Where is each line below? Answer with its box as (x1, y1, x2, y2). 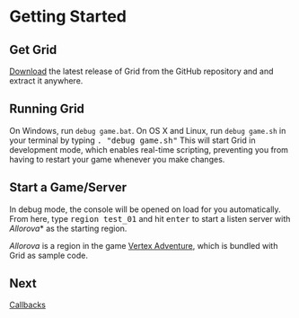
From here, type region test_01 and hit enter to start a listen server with (9, 213, 291, 224)
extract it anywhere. (9, 75, 84, 86)
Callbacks (9, 299, 47, 311)
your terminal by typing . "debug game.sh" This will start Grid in (9, 135, 256, 146)
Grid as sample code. (9, 250, 88, 261)
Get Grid (9, 42, 57, 57)
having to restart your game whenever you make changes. (9, 154, 225, 164)
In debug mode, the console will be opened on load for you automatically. (9, 204, 281, 215)
